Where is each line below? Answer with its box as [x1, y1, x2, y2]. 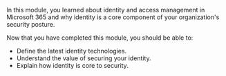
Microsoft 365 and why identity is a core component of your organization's [6, 13, 220, 21]
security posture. [6, 21, 55, 28]
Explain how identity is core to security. [16, 62, 129, 69]
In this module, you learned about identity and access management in [6, 6, 205, 14]
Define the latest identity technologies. [16, 47, 127, 55]
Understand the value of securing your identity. [16, 54, 151, 62]
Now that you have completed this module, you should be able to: [6, 34, 194, 42]
